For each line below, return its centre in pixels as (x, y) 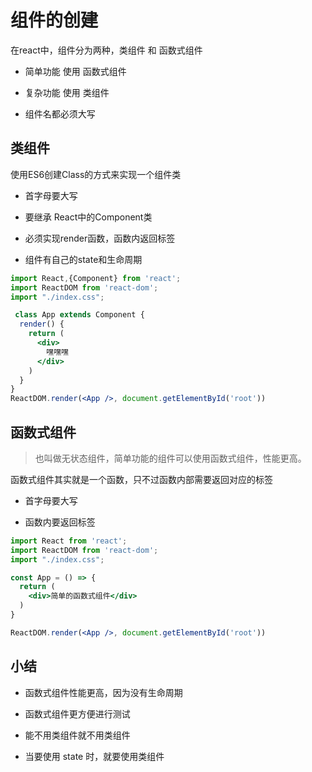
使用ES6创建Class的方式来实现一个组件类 (96, 174)
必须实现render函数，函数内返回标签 (100, 238)
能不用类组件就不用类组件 (77, 735)
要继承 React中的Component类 (88, 217)
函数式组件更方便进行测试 (77, 713)
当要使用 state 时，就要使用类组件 (94, 756)
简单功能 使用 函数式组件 (75, 71)
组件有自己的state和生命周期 (83, 259)
